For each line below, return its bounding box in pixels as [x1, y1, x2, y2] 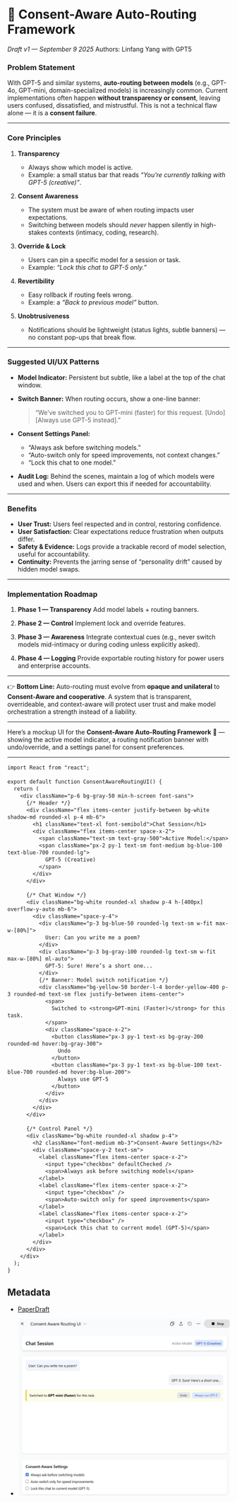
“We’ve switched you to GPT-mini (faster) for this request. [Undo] [35, 408, 226, 416]
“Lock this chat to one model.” [28, 458, 116, 467]
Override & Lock [17, 241, 66, 250]
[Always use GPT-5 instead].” [35, 416, 121, 424]
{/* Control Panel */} [25, 1125, 93, 1132]
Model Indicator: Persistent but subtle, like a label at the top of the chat [17, 373, 226, 382]
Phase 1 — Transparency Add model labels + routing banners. [17, 605, 200, 614]
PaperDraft [17, 1305, 50, 1314]
